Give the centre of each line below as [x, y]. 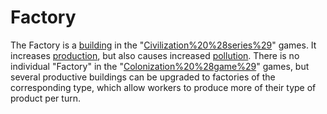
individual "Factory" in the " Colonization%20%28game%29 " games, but [160, 66]
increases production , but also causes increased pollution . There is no [155, 55]
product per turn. [45, 98]
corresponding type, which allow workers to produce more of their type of [163, 87]
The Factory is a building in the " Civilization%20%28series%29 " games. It [163, 45]
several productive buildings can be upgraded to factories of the [143, 77]
